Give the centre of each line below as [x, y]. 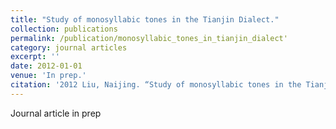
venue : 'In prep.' [48, 76]
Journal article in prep [56, 113]
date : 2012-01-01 [46, 66]
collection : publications [64, 29]
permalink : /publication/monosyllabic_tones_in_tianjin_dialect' [149, 38]
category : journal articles [69, 47]
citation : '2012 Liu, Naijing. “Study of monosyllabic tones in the [156, 85]
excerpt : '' [35, 57]
